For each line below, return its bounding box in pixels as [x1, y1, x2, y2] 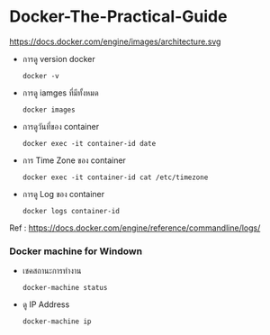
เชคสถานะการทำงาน [22, 266, 82, 276]
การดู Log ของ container [22, 188, 105, 199]
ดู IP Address [22, 299, 70, 310]
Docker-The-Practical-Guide [9, 6, 228, 27]
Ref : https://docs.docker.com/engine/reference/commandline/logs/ [9, 222, 261, 233]
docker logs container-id [22, 206, 120, 215]
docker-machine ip [22, 317, 92, 326]
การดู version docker [22, 53, 96, 64]
